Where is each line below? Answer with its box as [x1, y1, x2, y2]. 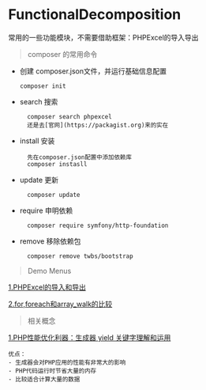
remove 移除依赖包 [19, 236, 81, 246]
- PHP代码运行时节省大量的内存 [8, 366, 97, 375]
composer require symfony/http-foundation [27, 222, 169, 229]
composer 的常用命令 [27, 49, 98, 59]
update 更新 [19, 175, 59, 184]
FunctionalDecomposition [8, 6, 182, 24]
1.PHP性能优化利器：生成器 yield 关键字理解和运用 [8, 332, 171, 342]
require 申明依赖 [19, 206, 73, 215]
